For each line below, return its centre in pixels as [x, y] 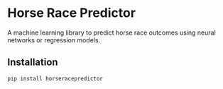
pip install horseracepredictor [55, 78]
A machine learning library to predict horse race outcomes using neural [112, 32]
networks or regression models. [54, 40]
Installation [33, 63]
